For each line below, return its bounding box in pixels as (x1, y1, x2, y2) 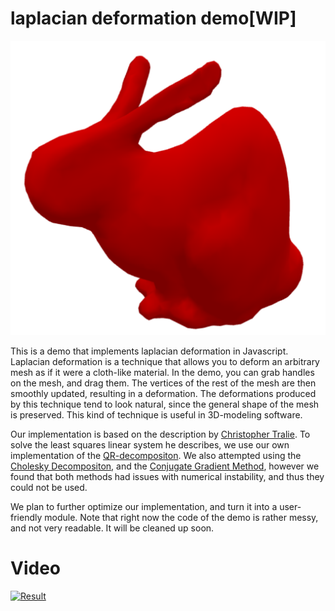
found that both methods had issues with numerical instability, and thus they (10, 470, 325, 482)
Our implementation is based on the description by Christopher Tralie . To (10, 428, 311, 440)
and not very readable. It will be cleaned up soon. (10, 522, 215, 534)
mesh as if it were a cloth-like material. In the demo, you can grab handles (10, 366, 315, 378)
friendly (10, 511, 43, 523)
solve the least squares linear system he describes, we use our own (10, 438, 290, 451)
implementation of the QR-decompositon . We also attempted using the (10, 449, 302, 461)
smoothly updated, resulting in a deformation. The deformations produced (10, 387, 317, 399)
